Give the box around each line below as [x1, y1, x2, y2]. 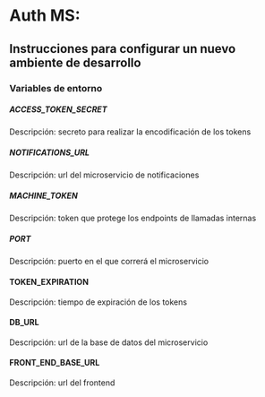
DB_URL [9, 317, 39, 328]
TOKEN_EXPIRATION [9, 276, 90, 287]
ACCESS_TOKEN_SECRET [9, 104, 107, 115]
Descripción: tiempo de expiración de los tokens [9, 297, 188, 307]
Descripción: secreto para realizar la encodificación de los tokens [9, 126, 252, 137]
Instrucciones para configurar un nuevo [9, 41, 236, 56]
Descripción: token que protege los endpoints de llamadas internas [9, 212, 257, 224]
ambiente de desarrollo [9, 55, 141, 70]
